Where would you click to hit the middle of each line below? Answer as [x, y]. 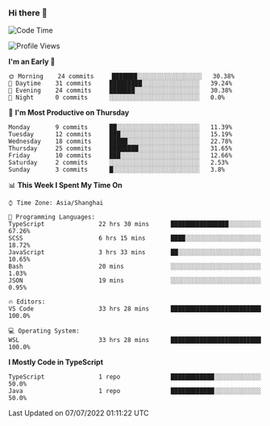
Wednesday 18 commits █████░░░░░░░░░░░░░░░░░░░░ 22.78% [120, 142]
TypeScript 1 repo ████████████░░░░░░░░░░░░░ [135, 377]
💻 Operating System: [44, 331]
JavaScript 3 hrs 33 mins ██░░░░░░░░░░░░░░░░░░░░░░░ [135, 253]
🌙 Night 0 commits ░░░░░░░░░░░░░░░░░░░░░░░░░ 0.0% [117, 98]
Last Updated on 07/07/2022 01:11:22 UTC [79, 413]
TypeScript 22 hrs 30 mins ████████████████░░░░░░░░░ [135, 224]
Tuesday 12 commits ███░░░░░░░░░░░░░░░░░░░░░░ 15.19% [120, 135]
